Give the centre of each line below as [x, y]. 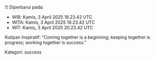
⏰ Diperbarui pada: [24, 7]
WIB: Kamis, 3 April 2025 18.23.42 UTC [52, 17]
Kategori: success [23, 52]
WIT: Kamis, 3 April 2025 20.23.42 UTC [52, 28]
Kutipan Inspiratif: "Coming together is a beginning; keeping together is [77, 37]
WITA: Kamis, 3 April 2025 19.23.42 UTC [53, 22]
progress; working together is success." [45, 42]
